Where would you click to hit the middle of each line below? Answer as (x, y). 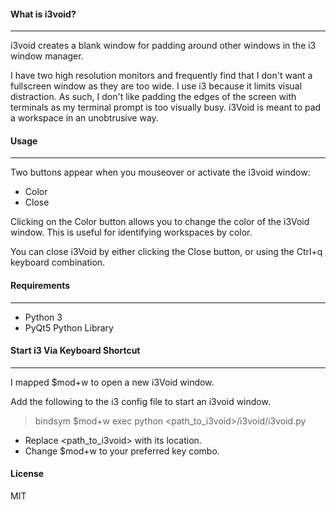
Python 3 (43, 317)
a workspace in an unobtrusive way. (84, 118)
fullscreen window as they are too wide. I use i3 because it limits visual (156, 86)
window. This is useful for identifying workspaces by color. (131, 232)
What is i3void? (43, 14)
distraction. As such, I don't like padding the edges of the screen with (153, 97)
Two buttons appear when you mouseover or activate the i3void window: (160, 172)
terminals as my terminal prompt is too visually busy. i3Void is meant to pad (166, 107)
